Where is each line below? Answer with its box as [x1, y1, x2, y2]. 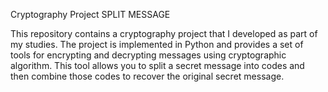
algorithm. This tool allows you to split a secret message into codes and [10, 60, 305, 71]
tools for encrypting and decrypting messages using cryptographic [10, 49, 287, 61]
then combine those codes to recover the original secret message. [10, 70, 285, 82]
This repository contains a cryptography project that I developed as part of [10, 28, 318, 39]
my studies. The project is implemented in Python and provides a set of [10, 39, 304, 50]
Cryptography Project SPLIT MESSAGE [10, 9, 171, 20]
